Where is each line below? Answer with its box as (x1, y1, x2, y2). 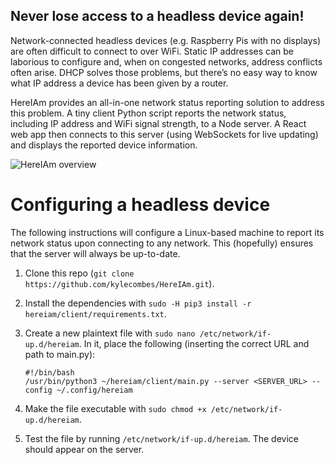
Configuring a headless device (10, 194, 271, 216)
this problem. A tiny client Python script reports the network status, (10, 107, 287, 119)
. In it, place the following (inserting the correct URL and (78, 337, 310, 349)
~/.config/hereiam (56, 385, 133, 395)
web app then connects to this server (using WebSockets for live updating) (10, 128, 319, 140)
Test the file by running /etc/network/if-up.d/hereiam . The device (24, 432, 299, 444)
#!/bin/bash (24, 367, 75, 378)
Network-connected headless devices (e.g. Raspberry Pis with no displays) (10, 34, 321, 46)
